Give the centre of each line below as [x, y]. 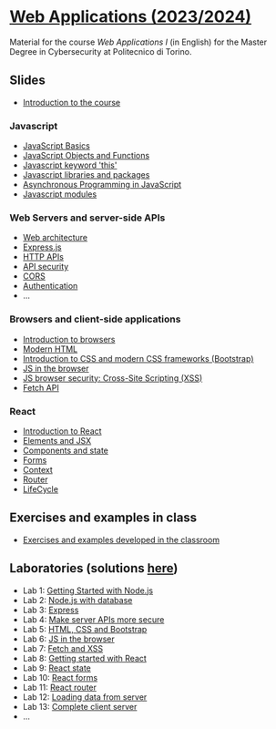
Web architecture [55, 238]
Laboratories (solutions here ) [94, 568]
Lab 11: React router [60, 687]
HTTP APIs [43, 257]
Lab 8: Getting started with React [85, 658]
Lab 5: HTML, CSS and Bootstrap [85, 629]
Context [37, 469]
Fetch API [41, 387]
